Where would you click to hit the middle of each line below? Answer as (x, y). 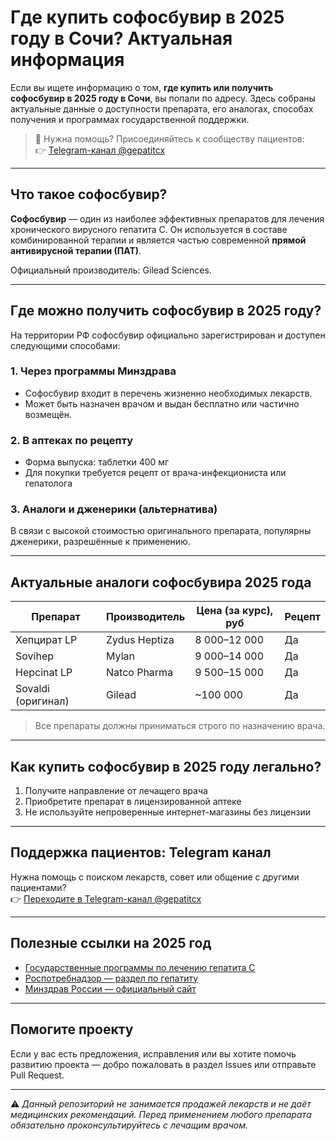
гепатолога (48, 483)
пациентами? (38, 887)
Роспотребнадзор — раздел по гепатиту (111, 978)
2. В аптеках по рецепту (72, 440)
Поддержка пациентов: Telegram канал (141, 852)
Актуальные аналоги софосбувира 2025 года (161, 582)
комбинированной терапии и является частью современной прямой (158, 240)
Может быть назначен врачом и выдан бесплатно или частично (162, 403)
